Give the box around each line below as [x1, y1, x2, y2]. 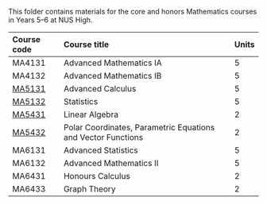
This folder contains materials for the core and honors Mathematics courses [8, 7, 257, 16]
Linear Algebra [63, 109, 119, 120]
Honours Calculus [63, 171, 131, 181]
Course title [63, 39, 110, 50]
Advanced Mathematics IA [63, 57, 163, 68]
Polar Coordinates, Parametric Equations [63, 122, 215, 133]
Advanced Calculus [63, 83, 137, 94]
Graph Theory [63, 184, 116, 194]
